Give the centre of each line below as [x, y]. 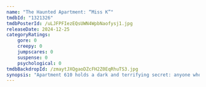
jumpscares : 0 [35, 52]
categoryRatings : [29, 35]
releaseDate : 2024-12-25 [38, 29]
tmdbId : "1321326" [30, 18]
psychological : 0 [40, 63]
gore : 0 [27, 40]
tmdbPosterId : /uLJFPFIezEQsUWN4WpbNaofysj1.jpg [70, 23]
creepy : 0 [30, 47]
